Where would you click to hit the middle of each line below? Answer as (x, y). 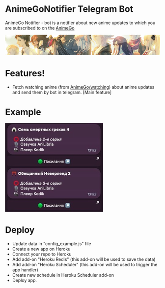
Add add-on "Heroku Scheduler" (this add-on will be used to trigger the (85, 264)
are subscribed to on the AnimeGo (40, 28)
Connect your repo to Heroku (42, 254)
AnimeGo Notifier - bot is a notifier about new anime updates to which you (80, 23)
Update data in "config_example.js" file (52, 243)
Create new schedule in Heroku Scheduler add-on (63, 275)
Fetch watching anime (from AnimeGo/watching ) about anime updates (83, 87)
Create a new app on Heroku (41, 249)
